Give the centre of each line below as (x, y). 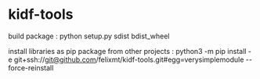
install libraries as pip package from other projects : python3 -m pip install (127, 51)
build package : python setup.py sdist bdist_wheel (89, 36)
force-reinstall (31, 67)
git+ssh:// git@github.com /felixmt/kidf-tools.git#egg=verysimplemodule (129, 59)
